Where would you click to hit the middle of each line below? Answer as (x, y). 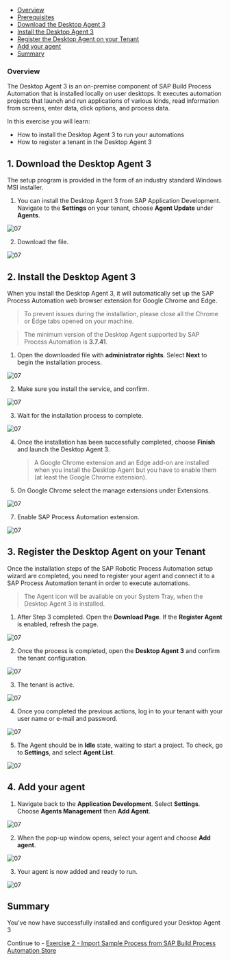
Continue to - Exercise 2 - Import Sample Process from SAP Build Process (112, 943)
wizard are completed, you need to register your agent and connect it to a (111, 576)
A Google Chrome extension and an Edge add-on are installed (122, 462)
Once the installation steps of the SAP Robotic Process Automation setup (110, 568)
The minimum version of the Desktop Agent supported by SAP (112, 334)
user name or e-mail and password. (67, 718)
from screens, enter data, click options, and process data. (89, 108)
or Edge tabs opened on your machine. (79, 321)
